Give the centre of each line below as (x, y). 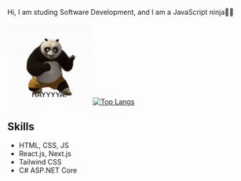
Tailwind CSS (40, 162)
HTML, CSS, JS (44, 146)
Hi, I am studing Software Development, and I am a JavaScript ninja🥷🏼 (121, 12)
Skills (21, 127)
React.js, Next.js (45, 154)
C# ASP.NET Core (48, 170)
